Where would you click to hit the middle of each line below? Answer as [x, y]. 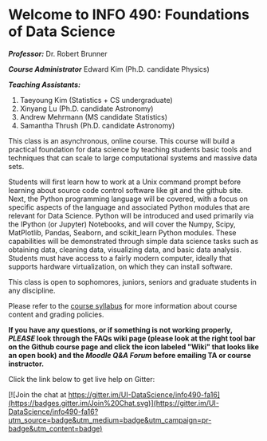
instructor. [26, 364]
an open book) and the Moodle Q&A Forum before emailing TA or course [130, 355]
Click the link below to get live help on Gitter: [82, 379]
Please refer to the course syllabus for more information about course [123, 305]
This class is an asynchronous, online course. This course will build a [122, 140]
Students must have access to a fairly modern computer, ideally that [120, 258]
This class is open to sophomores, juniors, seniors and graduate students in [132, 282]
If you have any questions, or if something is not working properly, [120, 329]
